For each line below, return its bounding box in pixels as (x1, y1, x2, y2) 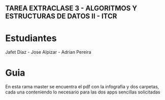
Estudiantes (5, 32, 57, 44)
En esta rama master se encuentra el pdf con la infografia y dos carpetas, (5, 84, 159, 90)
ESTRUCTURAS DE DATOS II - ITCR (5, 12, 117, 21)
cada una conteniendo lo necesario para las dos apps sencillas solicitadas (5, 89, 160, 95)
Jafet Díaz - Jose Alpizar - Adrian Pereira (5, 49, 91, 55)
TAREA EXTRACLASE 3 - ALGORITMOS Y (5, 4, 138, 13)
